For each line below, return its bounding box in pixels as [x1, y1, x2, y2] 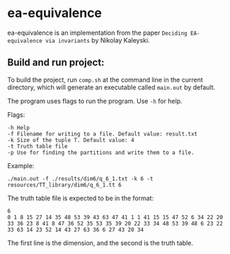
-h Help [7, 124, 30, 131]
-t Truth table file [7, 143, 69, 150]
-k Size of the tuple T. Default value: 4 [7, 136, 134, 143]
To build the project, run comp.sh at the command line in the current [7, 75, 203, 84]
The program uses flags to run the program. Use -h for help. [7, 96, 183, 105]
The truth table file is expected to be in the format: [7, 194, 154, 202]
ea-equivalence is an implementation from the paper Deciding [7, 28, 188, 37]
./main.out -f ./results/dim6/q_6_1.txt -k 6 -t [7, 175, 154, 182]
